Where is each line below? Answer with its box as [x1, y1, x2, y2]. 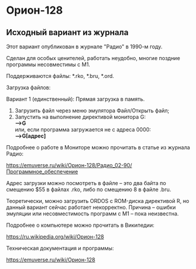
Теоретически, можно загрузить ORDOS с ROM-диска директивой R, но [6, 198, 189, 204]
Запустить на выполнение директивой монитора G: [14, 114, 146, 120]
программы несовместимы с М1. [6, 61, 90, 68]
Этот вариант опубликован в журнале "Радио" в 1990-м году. [6, 43, 163, 50]
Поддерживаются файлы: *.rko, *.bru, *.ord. [6, 73, 115, 79]
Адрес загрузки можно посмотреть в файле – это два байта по [6, 180, 166, 186]
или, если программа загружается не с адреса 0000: [14, 126, 151, 133]
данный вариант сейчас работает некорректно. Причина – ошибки [6, 204, 176, 211]
